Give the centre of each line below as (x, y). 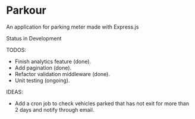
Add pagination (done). (43, 68)
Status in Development (34, 38)
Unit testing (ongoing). (42, 80)
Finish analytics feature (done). (53, 61)
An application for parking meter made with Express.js (73, 27)
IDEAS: (15, 92)
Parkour (26, 10)
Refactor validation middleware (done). (62, 74)
